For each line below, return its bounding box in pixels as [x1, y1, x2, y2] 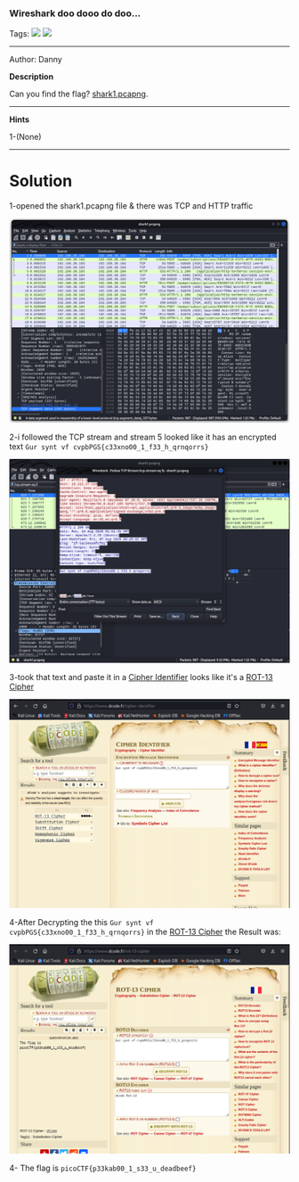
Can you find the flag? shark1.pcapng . [9, 88, 149, 100]
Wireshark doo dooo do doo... [9, 7, 141, 20]
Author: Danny [9, 54, 62, 65]
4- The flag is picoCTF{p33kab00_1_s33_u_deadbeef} [9, 1162, 197, 1173]
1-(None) [9, 132, 42, 143]
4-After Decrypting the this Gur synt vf [9, 917, 154, 928]
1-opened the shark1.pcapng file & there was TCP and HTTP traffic [9, 201, 254, 211]
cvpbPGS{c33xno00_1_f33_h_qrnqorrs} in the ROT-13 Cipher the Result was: [9, 926, 282, 938]
